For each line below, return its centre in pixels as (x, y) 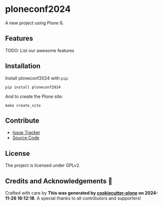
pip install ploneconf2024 (33, 87)
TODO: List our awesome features (40, 50)
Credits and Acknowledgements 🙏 (59, 181)
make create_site (23, 105)
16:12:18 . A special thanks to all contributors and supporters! (79, 198)
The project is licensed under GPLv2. (43, 165)
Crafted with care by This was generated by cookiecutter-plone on (75, 193)
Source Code (26, 138)
